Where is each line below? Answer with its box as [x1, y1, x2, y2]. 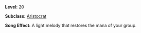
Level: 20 [5, 4, 24, 10]
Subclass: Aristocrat [5, 13, 47, 19]
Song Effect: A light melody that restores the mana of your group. [5, 22, 137, 28]
